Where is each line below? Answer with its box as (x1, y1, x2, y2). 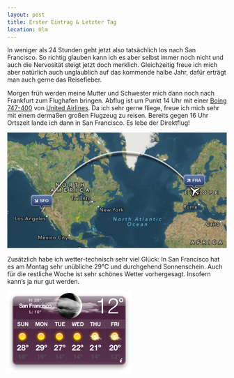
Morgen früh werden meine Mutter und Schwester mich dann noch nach (7, 89, 214, 98)
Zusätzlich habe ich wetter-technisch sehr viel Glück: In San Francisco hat (7, 255, 220, 264)
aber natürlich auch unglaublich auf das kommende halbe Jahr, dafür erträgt (7, 68, 226, 77)
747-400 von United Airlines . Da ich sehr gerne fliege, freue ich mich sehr (7, 104, 220, 112)
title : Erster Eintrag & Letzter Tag (7, 18, 117, 26)
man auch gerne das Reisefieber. (7, 75, 102, 84)
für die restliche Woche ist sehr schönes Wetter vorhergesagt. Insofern (7, 270, 211, 278)
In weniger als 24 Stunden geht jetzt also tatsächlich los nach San (7, 46, 196, 54)
